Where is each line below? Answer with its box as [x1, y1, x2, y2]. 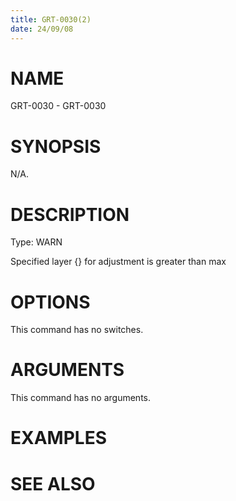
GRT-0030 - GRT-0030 [10, 100, 107, 112]
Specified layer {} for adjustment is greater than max [10, 256, 227, 268]
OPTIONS [10, 291, 91, 313]
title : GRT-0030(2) [10, 14, 92, 25]
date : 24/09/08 [10, 24, 74, 34]
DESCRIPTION [10, 203, 130, 226]
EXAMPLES [10, 427, 107, 450]
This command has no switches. [10, 324, 144, 336]
